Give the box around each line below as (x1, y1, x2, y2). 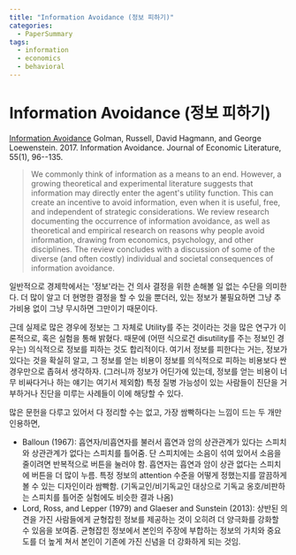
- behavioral (17, 63, 65, 72)
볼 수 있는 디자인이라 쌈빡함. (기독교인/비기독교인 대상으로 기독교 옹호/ (21, 481, 264, 491)
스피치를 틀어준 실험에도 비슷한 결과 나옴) (31, 491, 174, 502)
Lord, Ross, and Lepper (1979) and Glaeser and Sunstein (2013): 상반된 (21, 503, 279, 513)
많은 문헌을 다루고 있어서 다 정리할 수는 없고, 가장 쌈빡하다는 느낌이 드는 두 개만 (9, 407, 283, 417)
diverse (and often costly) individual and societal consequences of (30, 253, 274, 263)
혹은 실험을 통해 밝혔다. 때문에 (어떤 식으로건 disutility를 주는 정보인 (42, 332, 276, 343)
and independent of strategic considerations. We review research (30, 206, 269, 217)
